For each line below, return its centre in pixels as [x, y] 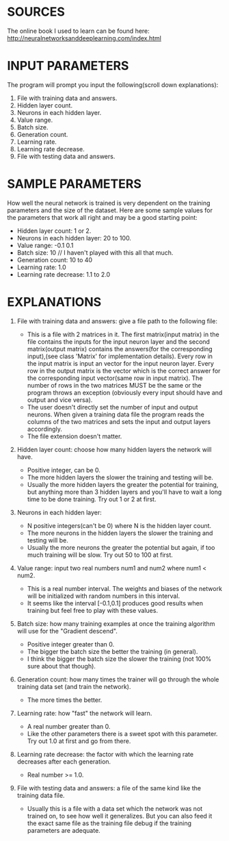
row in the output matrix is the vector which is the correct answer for [124, 371]
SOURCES [36, 12]
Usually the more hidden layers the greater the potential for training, [123, 484]
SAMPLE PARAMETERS [75, 184]
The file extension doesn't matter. [75, 436]
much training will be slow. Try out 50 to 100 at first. [100, 555]
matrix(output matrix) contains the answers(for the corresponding [120, 349]
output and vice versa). [60, 400]
